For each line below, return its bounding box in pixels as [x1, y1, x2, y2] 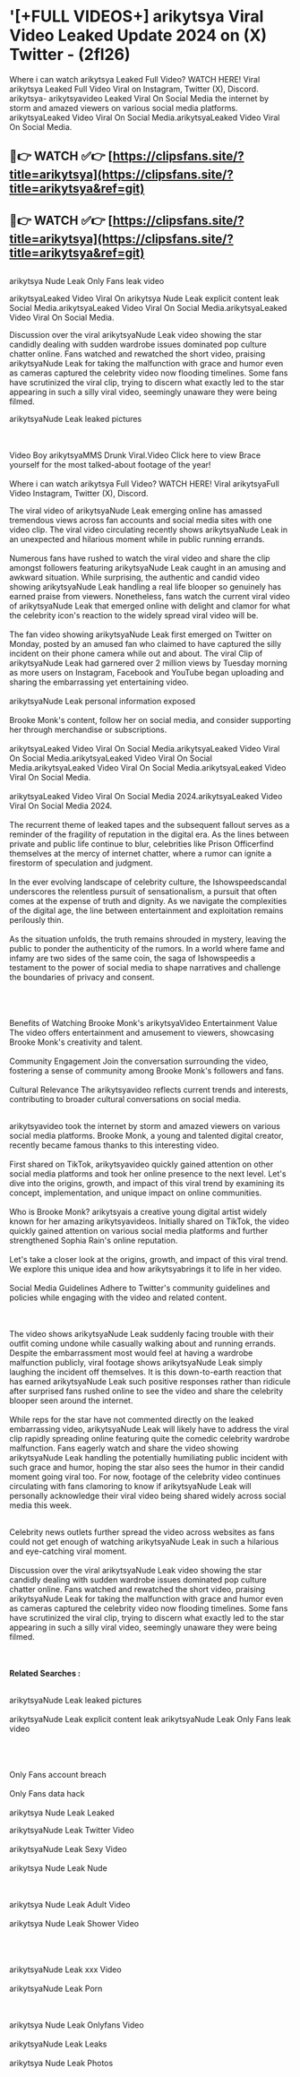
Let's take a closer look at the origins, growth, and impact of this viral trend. [9, 1254, 288, 1265]
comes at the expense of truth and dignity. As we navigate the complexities [9, 896, 287, 907]
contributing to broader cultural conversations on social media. [9, 1094, 242, 1105]
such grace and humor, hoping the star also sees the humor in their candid [9, 1462, 285, 1473]
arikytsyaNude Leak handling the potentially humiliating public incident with [9, 1452, 288, 1463]
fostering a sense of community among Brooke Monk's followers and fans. [9, 1065, 285, 1076]
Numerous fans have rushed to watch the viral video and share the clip [9, 553, 270, 564]
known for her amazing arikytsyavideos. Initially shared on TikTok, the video [9, 1216, 289, 1227]
